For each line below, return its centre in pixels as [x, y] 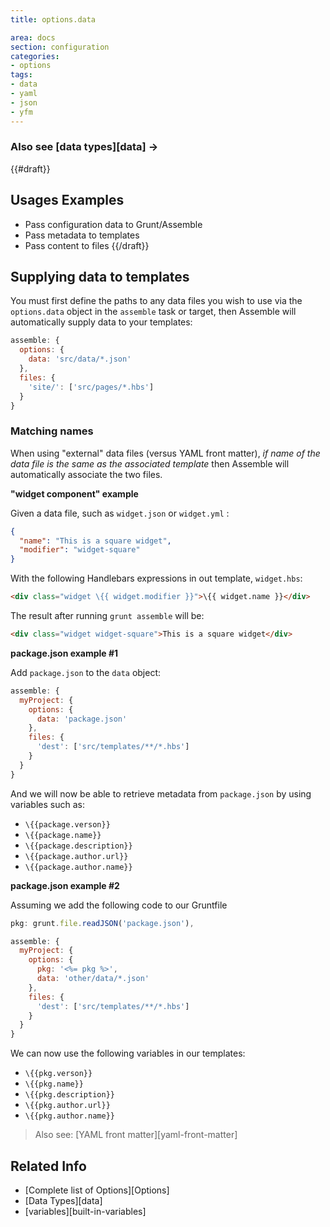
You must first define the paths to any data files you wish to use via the [156, 301]
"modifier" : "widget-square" [80, 550]
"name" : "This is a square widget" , [95, 541]
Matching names [52, 431]
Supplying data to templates [100, 277]
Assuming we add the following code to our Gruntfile [119, 905]
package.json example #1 [64, 653]
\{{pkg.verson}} [58, 1074]
